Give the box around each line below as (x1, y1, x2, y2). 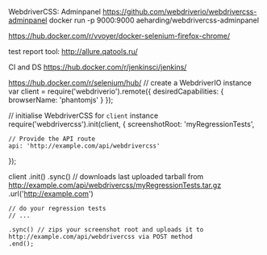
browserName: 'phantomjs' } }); (8, 95, 114, 104)
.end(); (8, 240, 35, 248)
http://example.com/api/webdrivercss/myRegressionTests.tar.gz (8, 181, 222, 190)
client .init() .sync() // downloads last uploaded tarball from (8, 172, 204, 181)
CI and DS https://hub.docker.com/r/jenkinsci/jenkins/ (8, 62, 187, 72)
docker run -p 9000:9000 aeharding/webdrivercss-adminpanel (48, 15, 260, 25)
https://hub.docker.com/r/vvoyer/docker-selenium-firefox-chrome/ (8, 31, 231, 40)
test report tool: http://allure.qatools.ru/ (8, 47, 139, 56)
